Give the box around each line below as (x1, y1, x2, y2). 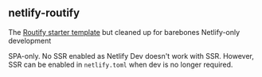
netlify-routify (8, 6, 80, 20)
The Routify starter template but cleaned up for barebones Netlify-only (8, 27, 240, 37)
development (8, 36, 52, 45)
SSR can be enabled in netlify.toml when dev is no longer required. (8, 60, 233, 69)
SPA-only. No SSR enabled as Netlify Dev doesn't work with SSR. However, (8, 51, 255, 60)
